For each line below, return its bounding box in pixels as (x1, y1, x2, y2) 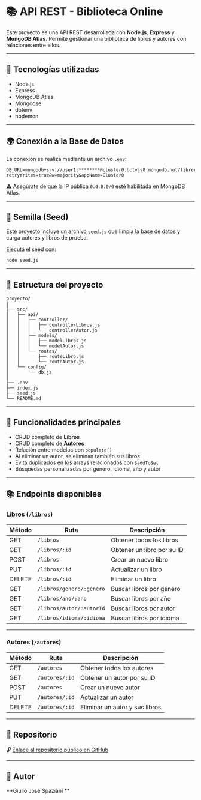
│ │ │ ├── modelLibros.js (6, 338, 87, 344)
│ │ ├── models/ (6, 333, 58, 339)
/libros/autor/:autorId (37, 605, 105, 611)
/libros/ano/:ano (37, 595, 87, 602)
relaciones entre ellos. (6, 41, 61, 49)
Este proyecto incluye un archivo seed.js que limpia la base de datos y (6, 228, 181, 235)
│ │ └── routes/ (6, 348, 58, 354)
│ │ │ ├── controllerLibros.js (6, 322, 100, 328)
